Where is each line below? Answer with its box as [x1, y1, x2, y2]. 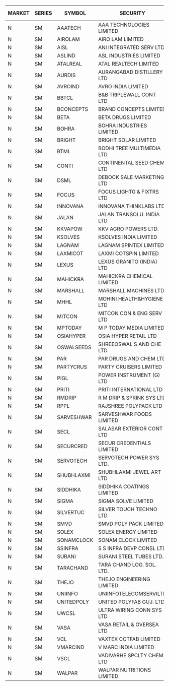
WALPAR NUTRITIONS [98, 666, 151, 673]
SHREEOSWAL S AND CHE [98, 341, 161, 347]
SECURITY [119, 10, 145, 17]
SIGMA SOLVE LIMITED [98, 497, 153, 505]
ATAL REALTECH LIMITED [98, 60, 159, 67]
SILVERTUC [57, 509, 85, 516]
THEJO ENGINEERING [98, 576, 150, 583]
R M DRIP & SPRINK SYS [98, 394, 156, 401]
